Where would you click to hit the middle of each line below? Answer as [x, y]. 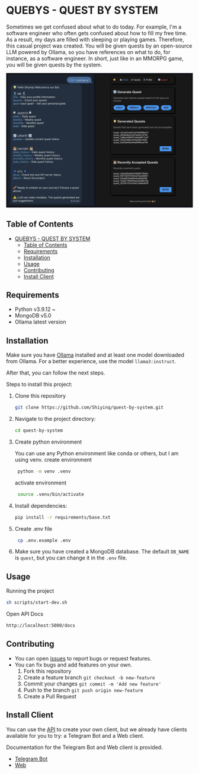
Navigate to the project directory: [55, 419]
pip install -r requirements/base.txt [62, 517]
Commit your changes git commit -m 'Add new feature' [92, 684]
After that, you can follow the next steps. [56, 373]
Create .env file [33, 528]
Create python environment [48, 442]
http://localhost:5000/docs [41, 626]
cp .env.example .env [44, 540]
